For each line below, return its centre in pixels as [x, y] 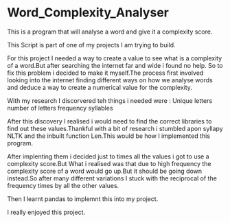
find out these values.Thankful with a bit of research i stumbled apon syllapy [115, 128]
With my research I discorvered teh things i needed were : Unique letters [110, 100]
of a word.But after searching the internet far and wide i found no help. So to [115, 65]
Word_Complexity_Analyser [88, 13]
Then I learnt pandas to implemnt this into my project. [83, 199]
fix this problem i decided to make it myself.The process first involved [105, 73]
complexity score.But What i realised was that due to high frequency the [109, 163]
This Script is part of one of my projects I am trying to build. [92, 45]
